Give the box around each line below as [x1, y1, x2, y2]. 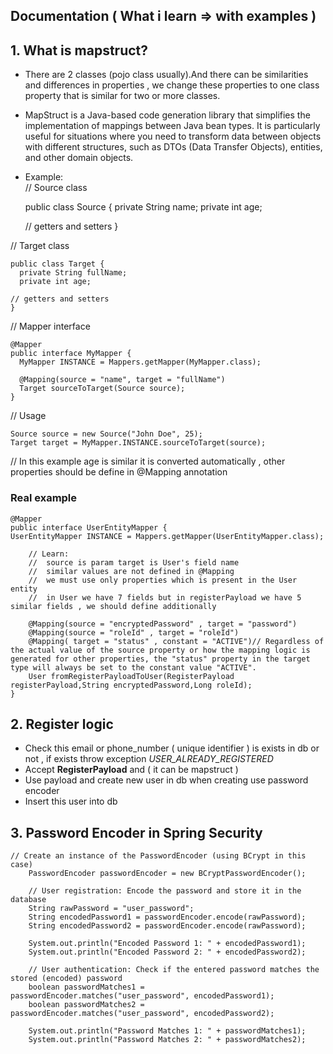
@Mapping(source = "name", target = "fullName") [19, 375, 226, 385]
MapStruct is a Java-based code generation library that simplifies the [24, 109, 311, 121]
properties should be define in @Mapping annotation [10, 466, 228, 478]
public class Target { [10, 259, 105, 269]
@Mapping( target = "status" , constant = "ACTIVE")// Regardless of [28, 636, 325, 646]
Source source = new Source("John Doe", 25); [10, 429, 203, 439]
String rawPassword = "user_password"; [28, 904, 195, 914]
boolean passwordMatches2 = [28, 1000, 145, 1010]
